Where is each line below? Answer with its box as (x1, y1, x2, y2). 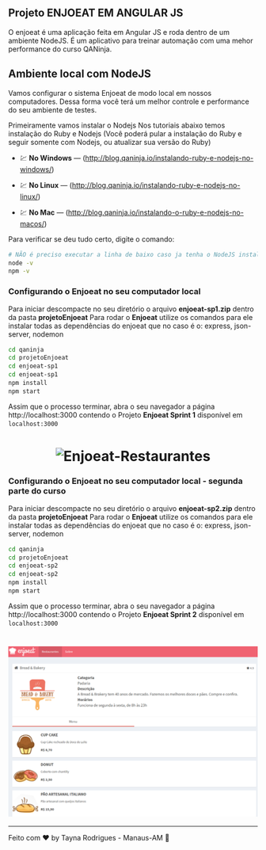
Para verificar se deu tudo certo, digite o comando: (8, 234, 175, 244)
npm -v (8, 267, 30, 276)
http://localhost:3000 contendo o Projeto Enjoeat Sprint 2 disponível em (8, 609, 245, 619)
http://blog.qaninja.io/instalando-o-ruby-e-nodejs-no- (67, 208, 244, 217)
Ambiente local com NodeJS (8, 67, 152, 81)
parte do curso (8, 486, 66, 497)
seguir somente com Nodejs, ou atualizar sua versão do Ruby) (8, 137, 211, 147)
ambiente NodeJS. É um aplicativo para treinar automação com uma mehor (8, 36, 253, 45)
